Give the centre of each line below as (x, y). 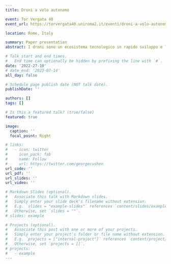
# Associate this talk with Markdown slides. (57, 197)
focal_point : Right (31, 136)
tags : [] (15, 103)
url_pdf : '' (18, 173)
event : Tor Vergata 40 (29, 19)
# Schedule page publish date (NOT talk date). (57, 85)
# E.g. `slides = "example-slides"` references (59, 206)
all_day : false (21, 75)
